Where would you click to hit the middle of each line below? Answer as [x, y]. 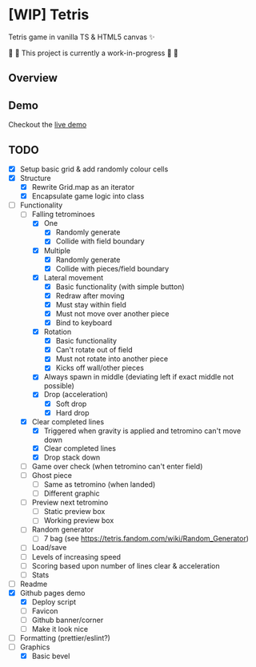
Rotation [58, 332]
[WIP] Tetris [49, 15]
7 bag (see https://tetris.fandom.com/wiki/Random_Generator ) [146, 539]
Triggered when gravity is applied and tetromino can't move [142, 431]
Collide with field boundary [100, 241]
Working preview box [79, 520]
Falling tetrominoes [63, 215]
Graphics [35, 647]
